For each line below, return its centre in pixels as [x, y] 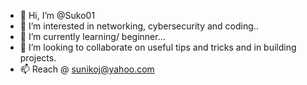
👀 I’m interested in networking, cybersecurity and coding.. [139, 26]
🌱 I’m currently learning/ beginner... [92, 36]
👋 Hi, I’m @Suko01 [57, 15]
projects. [38, 58]
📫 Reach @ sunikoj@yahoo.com [87, 69]
